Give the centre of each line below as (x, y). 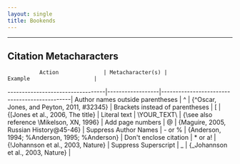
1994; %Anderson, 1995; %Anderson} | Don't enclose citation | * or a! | (112, 138)
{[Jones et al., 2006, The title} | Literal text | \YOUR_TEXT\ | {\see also (110, 115)
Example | (52, 79)
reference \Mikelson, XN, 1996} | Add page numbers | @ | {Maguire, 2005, (117, 123)
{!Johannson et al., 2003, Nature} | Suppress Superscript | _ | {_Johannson (117, 145)
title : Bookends (31, 21)
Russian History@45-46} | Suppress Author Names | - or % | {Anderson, (114, 130)
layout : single (30, 14)
